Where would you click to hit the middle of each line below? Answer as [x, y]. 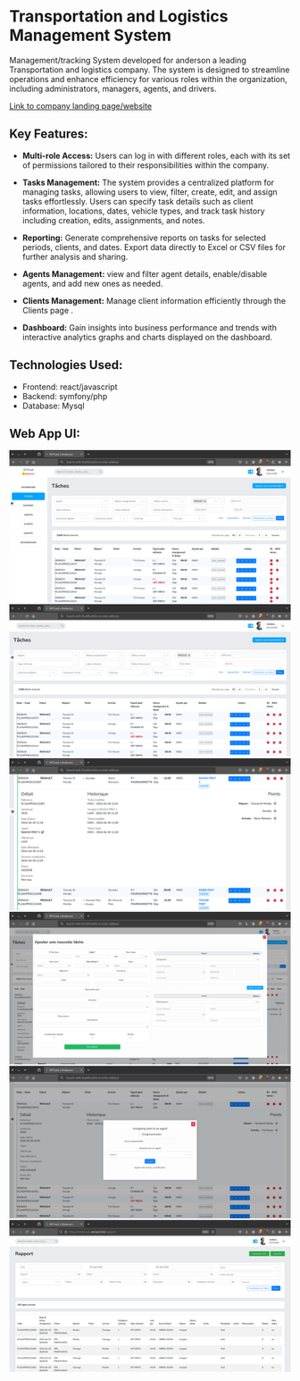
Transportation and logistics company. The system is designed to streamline [150, 70]
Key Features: [49, 134]
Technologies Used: [66, 365]
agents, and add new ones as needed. [92, 283]
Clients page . [48, 310]
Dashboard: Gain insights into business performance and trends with [149, 327]
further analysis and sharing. [75, 256]
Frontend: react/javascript [70, 387]
